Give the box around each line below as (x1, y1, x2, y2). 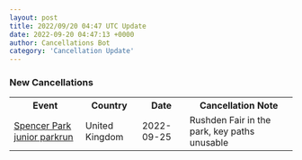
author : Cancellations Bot (9, 38, 111, 48)
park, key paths (189, 125, 255, 138)
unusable (189, 137, 229, 149)
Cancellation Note (199, 100, 279, 112)
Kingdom (84, 131, 124, 144)
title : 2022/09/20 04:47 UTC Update (9, 22, 147, 31)
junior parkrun (13, 131, 74, 144)
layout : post (9, 13, 58, 22)
